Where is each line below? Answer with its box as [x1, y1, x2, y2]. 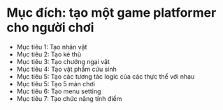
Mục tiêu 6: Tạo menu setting [16, 87, 101, 95]
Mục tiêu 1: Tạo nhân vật [16, 42, 87, 51]
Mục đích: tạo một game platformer [6, 5, 217, 21]
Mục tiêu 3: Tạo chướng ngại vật [16, 57, 110, 65]
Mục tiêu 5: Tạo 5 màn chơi [16, 79, 96, 88]
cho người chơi [6, 19, 94, 36]
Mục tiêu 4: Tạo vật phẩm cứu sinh [16, 65, 117, 73]
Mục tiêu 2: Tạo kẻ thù [16, 50, 82, 58]
